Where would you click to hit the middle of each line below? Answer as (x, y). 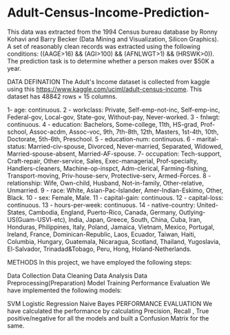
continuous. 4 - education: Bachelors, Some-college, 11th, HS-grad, (103, 124)
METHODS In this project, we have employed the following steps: (100, 262)
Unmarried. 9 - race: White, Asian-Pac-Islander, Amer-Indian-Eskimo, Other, (115, 190)
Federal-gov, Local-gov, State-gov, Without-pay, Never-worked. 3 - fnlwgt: (114, 117)
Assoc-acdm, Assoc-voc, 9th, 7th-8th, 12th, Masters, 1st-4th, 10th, (124, 132)
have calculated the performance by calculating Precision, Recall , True (108, 311)
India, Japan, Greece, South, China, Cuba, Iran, (135, 219)
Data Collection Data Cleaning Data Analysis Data (77, 275)
